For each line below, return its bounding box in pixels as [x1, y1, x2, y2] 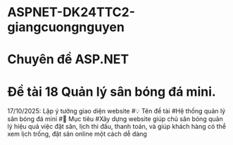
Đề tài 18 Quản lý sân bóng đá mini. [7, 84, 216, 99]
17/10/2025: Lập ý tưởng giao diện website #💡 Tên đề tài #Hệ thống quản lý [7, 107, 226, 115]
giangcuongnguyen [7, 19, 125, 35]
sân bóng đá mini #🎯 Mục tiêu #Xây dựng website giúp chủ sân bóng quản [7, 115, 223, 123]
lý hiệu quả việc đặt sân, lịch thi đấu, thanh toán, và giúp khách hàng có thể [7, 122, 227, 131]
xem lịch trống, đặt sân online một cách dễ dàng [7, 130, 148, 138]
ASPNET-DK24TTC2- [7, 4, 136, 20]
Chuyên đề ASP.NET [7, 51, 130, 68]
